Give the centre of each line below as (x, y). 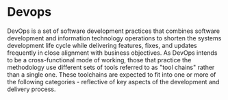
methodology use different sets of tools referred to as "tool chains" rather (111, 67)
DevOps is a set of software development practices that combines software (114, 31)
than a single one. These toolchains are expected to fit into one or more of (112, 74)
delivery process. (31, 89)
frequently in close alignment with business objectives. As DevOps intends (112, 53)
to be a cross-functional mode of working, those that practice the (99, 60)
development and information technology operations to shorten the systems (114, 38)
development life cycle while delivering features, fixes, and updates (102, 45)
